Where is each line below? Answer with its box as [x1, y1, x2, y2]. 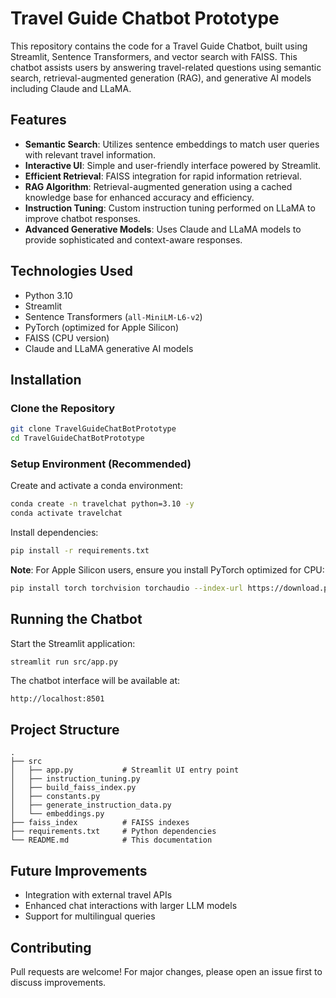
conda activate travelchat [10, 508, 123, 519]
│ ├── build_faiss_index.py [10, 783, 137, 793]
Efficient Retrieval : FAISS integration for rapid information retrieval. [24, 170, 303, 182]
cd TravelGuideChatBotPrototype [10, 433, 145, 444]
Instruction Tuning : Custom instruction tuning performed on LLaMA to [24, 202, 316, 214]
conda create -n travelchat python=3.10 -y [10, 499, 195, 509]
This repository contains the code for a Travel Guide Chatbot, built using [10, 40, 308, 52]
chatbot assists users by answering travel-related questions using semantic [10, 61, 322, 73]
